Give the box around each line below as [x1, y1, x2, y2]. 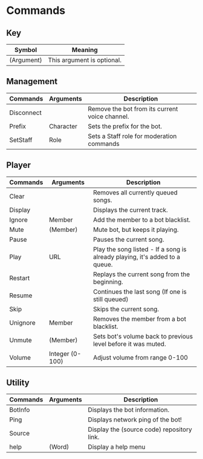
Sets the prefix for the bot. [88, 122, 163, 130]
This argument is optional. [48, 56, 122, 64]
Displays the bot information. [88, 406, 170, 414]
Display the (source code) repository [88, 425, 192, 434]
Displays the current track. [92, 205, 168, 214]
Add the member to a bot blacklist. [92, 216, 191, 224]
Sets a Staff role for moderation [88, 131, 177, 140]
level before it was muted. [92, 340, 166, 348]
